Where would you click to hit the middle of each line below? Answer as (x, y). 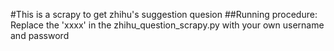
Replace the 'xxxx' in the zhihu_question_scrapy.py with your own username (167, 25)
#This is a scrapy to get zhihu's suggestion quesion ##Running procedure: (164, 14)
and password (40, 35)
